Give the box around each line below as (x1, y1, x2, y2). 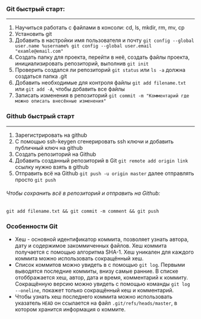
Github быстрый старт (6, 112, 75, 121)
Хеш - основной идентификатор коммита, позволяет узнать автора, (14, 236, 189, 243)
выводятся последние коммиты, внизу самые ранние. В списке (14, 267, 178, 275)
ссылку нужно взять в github (14, 163, 89, 170)
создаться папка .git (14, 73, 68, 80)
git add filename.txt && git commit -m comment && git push (6, 208, 160, 214)
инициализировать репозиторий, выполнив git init (14, 60, 149, 67)
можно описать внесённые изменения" (14, 98, 106, 104)
